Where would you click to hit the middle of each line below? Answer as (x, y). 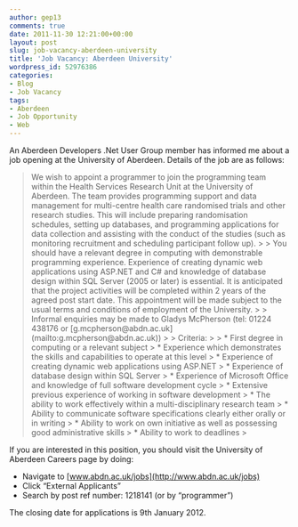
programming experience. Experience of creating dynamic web (147, 262)
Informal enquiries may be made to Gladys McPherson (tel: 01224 (151, 319)
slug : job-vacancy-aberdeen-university (83, 51)
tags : (19, 100)
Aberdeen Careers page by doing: (72, 459)
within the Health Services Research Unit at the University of (142, 186)
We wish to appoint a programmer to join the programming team (149, 177)
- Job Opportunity (43, 117)
